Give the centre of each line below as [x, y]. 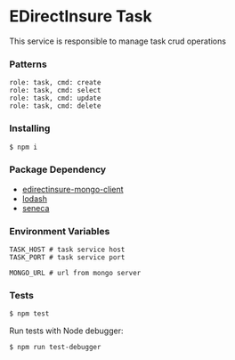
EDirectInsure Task [81, 16]
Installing [30, 128]
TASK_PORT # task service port [67, 258]
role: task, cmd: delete [55, 106]
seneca [36, 208]
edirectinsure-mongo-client [73, 189]
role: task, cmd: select [55, 91]
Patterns [28, 64]
